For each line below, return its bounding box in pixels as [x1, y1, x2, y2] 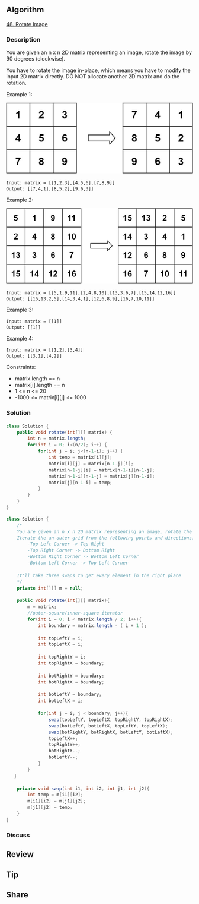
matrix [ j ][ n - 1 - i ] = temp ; [48, 480, 113, 486]
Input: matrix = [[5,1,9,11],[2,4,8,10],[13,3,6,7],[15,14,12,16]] [6, 290, 176, 296]
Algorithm [6, 5, 44, 15]
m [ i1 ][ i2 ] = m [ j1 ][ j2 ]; [27, 798, 86, 804]
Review [6, 849, 34, 859]
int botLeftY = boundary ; [37, 692, 102, 698]
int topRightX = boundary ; [37, 660, 105, 666]
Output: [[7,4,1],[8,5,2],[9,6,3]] [6, 186, 94, 192]
